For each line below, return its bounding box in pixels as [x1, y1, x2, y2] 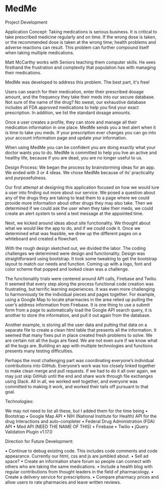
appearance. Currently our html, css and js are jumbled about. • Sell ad [5, 453, 148, 459]
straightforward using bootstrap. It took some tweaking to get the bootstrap [5, 255, 158, 261]
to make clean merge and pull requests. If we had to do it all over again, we [5, 367, 157, 374]
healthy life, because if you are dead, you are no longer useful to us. [5, 154, 143, 160]
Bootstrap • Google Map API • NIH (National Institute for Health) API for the [5, 413, 157, 419]
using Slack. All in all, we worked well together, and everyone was [5, 378, 138, 384]
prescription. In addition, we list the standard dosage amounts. [5, 109, 131, 116]
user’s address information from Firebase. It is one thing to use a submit [5, 302, 150, 307]
